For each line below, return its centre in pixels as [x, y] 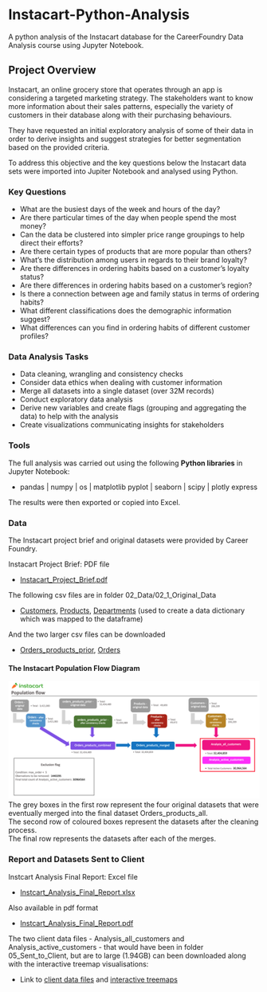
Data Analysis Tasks [49, 356]
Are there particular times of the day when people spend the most [128, 218]
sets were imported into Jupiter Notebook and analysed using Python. [123, 171]
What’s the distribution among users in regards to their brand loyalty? [133, 260]
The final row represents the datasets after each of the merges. [112, 839]
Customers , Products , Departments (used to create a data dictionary [132, 610]
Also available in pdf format [53, 908]
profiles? [34, 336]
